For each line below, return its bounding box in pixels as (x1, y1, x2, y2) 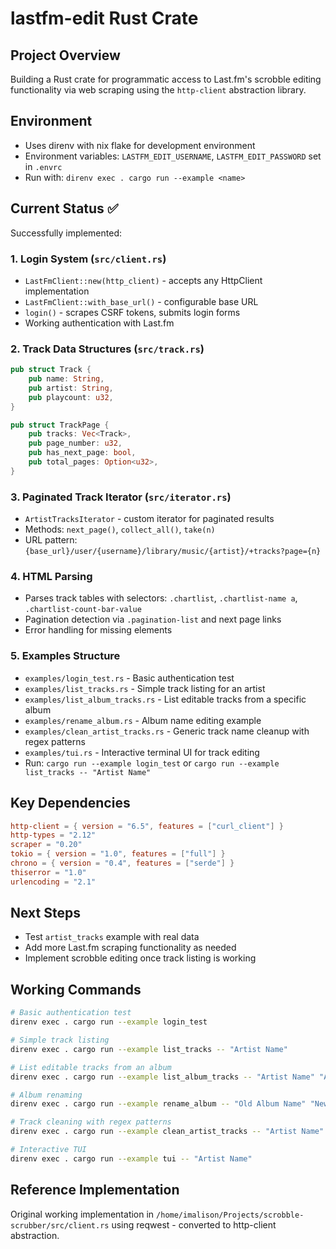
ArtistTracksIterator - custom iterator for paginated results (24, 513, 275, 525)
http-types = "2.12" (10, 830, 97, 841)
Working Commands (10, 981, 142, 998)
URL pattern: (24, 534, 78, 546)
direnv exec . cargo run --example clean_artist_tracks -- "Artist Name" (10, 1127, 325, 1137)
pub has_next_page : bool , (28, 448, 137, 458)
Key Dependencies (10, 795, 131, 812)
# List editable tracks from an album (10, 1062, 172, 1072)
